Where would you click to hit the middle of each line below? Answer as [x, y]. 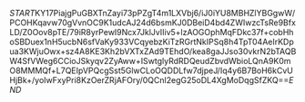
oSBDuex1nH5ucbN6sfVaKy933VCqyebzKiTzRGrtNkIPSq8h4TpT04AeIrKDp [152, 42]
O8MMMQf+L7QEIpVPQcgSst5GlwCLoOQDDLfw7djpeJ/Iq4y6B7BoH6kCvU [151, 70]
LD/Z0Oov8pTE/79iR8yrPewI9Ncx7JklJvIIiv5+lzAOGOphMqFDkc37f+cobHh [152, 32]
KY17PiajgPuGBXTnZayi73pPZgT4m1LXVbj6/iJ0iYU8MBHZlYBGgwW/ [165, 13]
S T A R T [22, 13]
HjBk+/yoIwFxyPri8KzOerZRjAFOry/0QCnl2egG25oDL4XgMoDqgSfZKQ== [149, 80]
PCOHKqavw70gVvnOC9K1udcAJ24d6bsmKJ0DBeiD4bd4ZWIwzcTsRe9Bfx [152, 23]
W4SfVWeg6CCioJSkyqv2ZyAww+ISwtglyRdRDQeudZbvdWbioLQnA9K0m [150, 61]
